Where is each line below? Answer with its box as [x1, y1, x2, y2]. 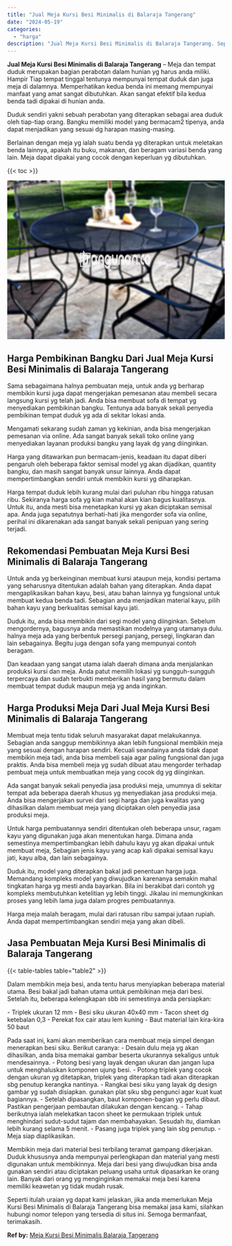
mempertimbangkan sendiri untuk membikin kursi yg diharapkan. [7, 475, 192, 483]
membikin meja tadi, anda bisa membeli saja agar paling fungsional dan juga [7, 753, 224, 761]
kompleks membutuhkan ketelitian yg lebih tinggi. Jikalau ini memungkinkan [7, 890, 223, 898]
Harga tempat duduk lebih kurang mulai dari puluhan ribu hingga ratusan [7, 488, 214, 496]
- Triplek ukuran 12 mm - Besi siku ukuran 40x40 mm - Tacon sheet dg [7, 1008, 209, 1016]
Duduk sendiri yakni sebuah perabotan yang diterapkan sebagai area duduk [7, 111, 223, 119]
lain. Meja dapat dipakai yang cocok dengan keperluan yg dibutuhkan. [7, 153, 207, 162]
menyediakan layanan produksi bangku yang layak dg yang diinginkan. [7, 440, 209, 448]
